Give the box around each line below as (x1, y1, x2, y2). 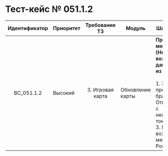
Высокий (52, 89, 75, 96)
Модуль (125, 24, 146, 31)
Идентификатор (7, 24, 48, 31)
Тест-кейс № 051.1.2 (5, 3, 93, 15)
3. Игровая (87, 86, 114, 93)
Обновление (120, 86, 151, 93)
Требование (85, 21, 116, 28)
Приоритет (52, 24, 81, 31)
